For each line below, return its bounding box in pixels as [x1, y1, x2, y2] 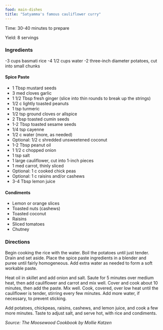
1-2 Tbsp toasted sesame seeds [12, 122, 76, 127]
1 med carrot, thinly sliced [12, 163, 64, 168]
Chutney [12, 227, 30, 232]
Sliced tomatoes [12, 221, 45, 227]
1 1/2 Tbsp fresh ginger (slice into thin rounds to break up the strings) [12, 96, 151, 101]
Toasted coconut [12, 211, 46, 217]
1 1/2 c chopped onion [12, 147, 56, 153]
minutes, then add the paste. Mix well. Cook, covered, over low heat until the [5, 285, 159, 291]
